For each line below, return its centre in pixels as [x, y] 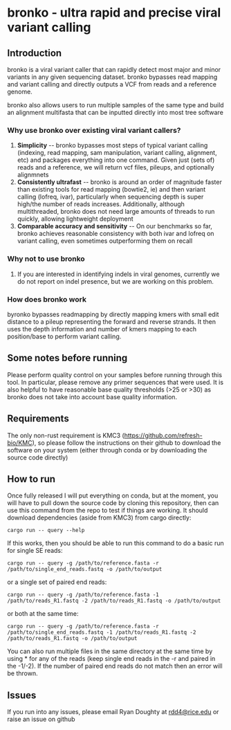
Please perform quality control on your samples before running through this [115, 374]
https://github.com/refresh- [163, 435]
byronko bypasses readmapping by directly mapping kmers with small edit [113, 314]
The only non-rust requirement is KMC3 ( [66, 435]
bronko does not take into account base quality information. [92, 396]
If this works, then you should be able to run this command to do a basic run [116, 543]
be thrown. [22, 673]
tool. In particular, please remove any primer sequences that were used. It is [115, 382]
